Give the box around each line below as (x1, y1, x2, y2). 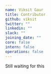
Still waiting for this (5, 63, 45, 69)
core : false (5, 40, 30, 45)
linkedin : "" (5, 26, 32, 31)
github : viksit (5, 16, 37, 21)
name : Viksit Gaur (5, 7, 43, 12)
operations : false (5, 49, 43, 54)
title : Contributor (5, 12, 46, 17)
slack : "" (5, 30, 26, 35)
